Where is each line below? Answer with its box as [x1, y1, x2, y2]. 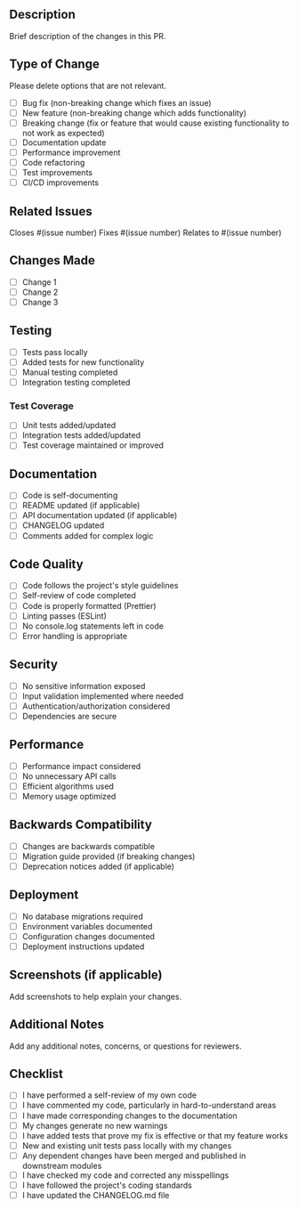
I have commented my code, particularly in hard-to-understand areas [21, 1099, 277, 1111]
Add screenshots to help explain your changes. [9, 991, 182, 1002]
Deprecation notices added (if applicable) [21, 861, 175, 872]
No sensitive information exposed [21, 680, 146, 691]
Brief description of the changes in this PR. [9, 30, 166, 41]
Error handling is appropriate [21, 630, 127, 641]
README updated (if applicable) [21, 500, 141, 511]
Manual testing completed [21, 367, 118, 377]
